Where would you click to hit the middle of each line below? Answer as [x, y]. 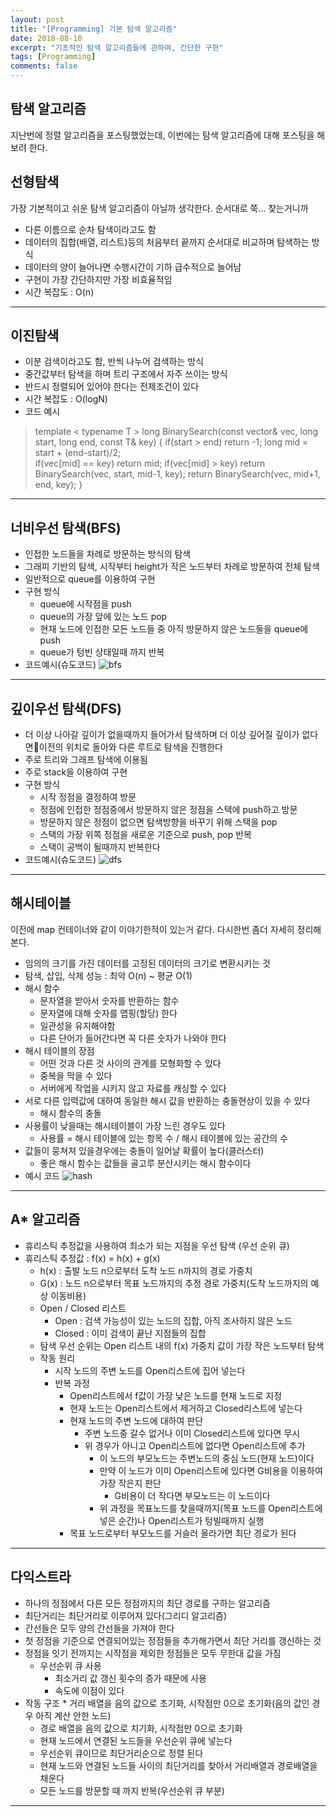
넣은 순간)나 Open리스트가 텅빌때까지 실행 [182, 1520]
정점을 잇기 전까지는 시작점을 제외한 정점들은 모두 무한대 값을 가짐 [153, 1653]
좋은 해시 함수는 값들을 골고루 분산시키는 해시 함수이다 [145, 1163]
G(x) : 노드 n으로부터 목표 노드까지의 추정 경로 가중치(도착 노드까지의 [174, 1283]
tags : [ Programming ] [53, 57]
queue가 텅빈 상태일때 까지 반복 [102, 652]
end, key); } [58, 485]
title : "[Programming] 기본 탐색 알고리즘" [94, 29]
